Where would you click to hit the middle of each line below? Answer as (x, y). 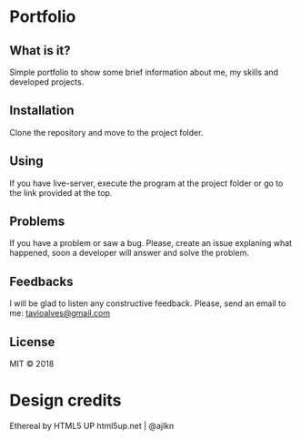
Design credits (65, 400)
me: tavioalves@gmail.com (60, 313)
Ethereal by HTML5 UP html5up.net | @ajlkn (92, 426)
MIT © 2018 (32, 364)
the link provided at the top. (61, 192)
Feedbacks (41, 281)
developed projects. (47, 82)
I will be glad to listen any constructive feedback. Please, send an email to (148, 303)
